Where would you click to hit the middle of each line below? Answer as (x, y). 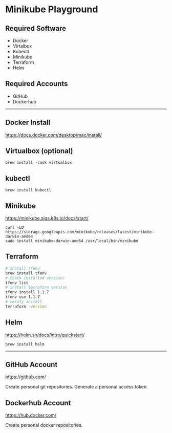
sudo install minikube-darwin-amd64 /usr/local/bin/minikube (72, 241)
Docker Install (28, 123)
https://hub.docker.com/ (31, 415)
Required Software (36, 28)
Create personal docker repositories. (44, 425)
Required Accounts (37, 84)
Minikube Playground (52, 9)
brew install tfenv (26, 273)
